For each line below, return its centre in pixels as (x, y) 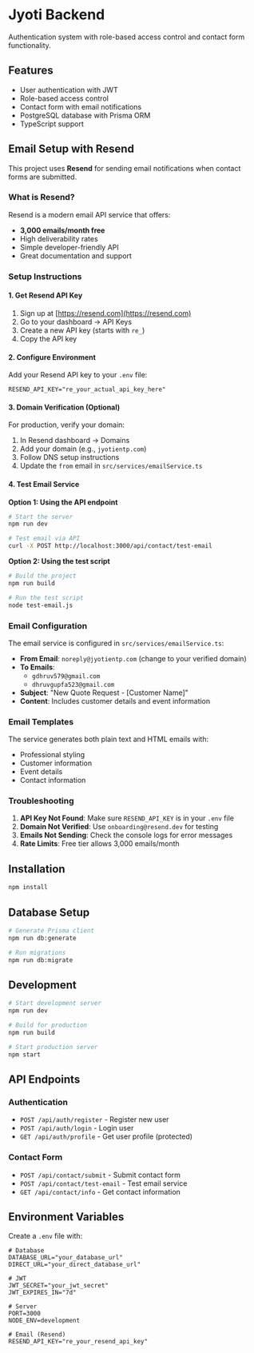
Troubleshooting (41, 801)
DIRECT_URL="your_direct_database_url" (75, 1265)
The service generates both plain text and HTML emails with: (109, 739)
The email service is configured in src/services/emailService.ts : (116, 643)
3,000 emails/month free (62, 230)
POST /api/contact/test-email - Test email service (103, 1183)
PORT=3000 (25, 1314)
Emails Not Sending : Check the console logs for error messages (126, 835)
